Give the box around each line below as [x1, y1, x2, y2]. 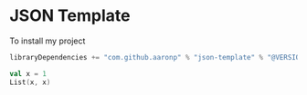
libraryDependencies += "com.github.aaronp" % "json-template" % [9, 52, 263, 62]
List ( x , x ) [9, 78, 51, 87]
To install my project [9, 35, 86, 46]
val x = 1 [9, 69, 48, 78]
